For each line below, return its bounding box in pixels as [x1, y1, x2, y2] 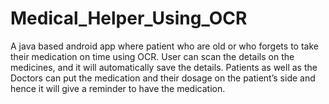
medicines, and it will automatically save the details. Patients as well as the [10, 61, 318, 73]
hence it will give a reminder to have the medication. [10, 82, 226, 94]
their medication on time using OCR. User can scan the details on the [10, 50, 295, 62]
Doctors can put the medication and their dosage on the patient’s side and [10, 72, 316, 84]
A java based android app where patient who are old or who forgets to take [10, 40, 319, 52]
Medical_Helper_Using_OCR [10, 7, 248, 30]
